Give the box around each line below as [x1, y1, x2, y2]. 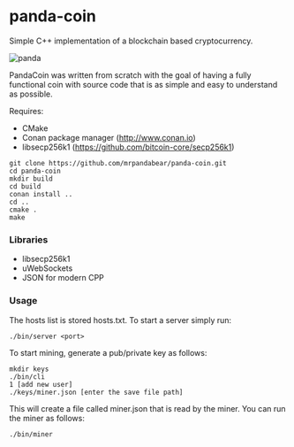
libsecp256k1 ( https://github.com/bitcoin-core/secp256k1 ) [21, 142, 235, 152]
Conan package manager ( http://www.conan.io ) [21, 132, 196, 143]
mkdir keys [9, 365, 49, 374]
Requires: [9, 105, 44, 116]
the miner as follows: [9, 412, 86, 423]
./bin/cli [9, 372, 46, 381]
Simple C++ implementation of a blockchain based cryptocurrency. [9, 35, 253, 46]
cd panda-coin [9, 166, 62, 175]
